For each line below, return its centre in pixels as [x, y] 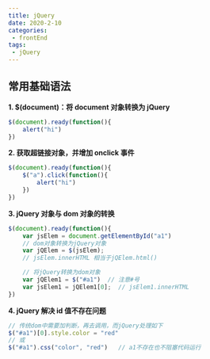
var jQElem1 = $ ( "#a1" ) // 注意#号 [81, 280]
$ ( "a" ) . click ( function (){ [65, 175]
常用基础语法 [40, 87]
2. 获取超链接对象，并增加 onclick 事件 [71, 153]
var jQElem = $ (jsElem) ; [63, 250]
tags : [17, 45]
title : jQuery [32, 15]
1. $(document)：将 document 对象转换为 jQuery [89, 107]
